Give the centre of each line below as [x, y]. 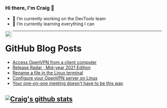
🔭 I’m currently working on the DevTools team [59, 19]
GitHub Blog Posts [43, 49]
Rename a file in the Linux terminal [48, 73]
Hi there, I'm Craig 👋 [30, 8]
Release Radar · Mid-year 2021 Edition [51, 68]
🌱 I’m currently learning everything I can [53, 24]
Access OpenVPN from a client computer [54, 62]
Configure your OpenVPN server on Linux [55, 78]
